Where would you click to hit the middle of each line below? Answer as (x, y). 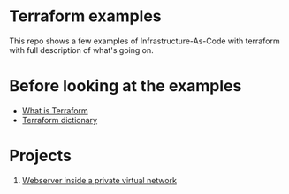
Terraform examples (85, 16)
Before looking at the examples (125, 86)
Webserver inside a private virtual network (99, 180)
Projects (41, 156)
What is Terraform (55, 110)
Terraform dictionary (60, 120)
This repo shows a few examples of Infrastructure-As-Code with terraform (144, 41)
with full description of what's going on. (81, 50)
